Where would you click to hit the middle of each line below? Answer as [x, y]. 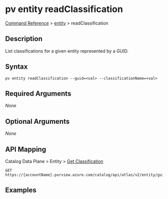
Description [24, 39]
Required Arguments [38, 93]
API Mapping [26, 149]
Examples [21, 190]
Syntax [16, 67]
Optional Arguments [37, 121]
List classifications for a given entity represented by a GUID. [67, 51]
